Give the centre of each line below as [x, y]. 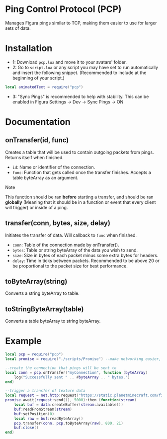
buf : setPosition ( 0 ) [34, 414]
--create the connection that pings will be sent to [61, 368]
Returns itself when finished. [34, 157]
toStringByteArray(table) [44, 309]
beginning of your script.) [38, 78]
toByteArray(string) [36, 281]
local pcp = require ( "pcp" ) [34, 354]
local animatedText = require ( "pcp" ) [44, 87]
